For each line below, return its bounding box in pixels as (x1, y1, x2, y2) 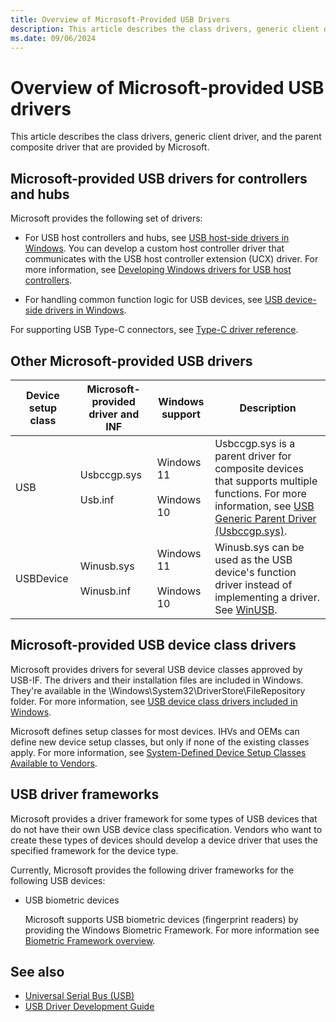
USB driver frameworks (10, 786, 160, 803)
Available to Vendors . (10, 757, 98, 769)
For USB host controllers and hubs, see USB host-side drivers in (24, 232, 290, 244)
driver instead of (214, 577, 293, 591)
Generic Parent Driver (214, 511, 317, 525)
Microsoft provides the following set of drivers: (10, 212, 203, 225)
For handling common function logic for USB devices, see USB (24, 294, 283, 306)
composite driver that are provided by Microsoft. (10, 141, 210, 153)
